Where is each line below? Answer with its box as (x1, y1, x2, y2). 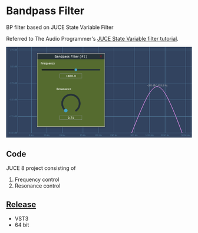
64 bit (14, 221, 29, 228)
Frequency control (14, 176, 60, 183)
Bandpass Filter (6, 4, 85, 18)
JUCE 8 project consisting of (6, 165, 76, 172)
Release (6, 199, 37, 209)
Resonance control (14, 182, 61, 189)
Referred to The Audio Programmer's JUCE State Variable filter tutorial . (6, 35, 179, 42)
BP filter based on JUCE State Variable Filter (6, 24, 114, 31)
